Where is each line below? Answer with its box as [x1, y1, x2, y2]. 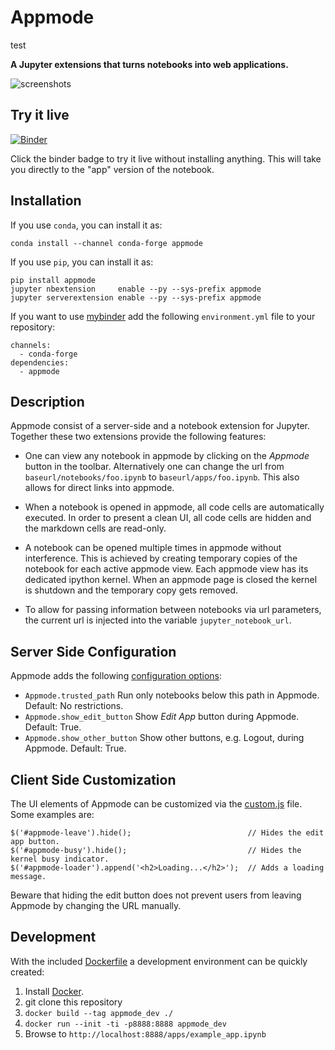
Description [10, 393, 85, 410]
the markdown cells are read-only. [24, 522, 167, 535]
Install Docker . [24, 985, 84, 997]
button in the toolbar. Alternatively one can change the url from [24, 461, 285, 473]
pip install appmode [10, 275, 97, 285]
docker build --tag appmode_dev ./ [24, 1008, 174, 1018]
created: [10, 966, 45, 978]
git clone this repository [24, 996, 123, 1008]
